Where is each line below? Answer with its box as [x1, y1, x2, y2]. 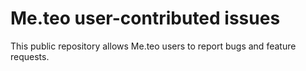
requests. [10, 50, 50, 62]
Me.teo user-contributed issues [10, 7, 281, 30]
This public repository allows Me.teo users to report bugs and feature [10, 40, 297, 52]
